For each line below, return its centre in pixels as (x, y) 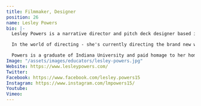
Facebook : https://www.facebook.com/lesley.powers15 (73, 77)
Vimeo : (14, 94)
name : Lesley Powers (32, 23)
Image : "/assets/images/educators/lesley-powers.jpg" (75, 61)
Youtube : (17, 89)
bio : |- (16, 28)
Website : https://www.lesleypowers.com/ (57, 66)
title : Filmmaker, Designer (41, 12)
